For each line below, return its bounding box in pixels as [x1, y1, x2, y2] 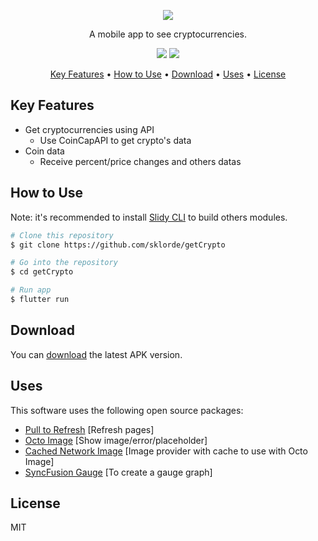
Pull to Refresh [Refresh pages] [24, 423, 155, 435]
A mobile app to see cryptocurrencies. [88, 28, 248, 40]
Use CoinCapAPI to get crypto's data [39, 134, 192, 146]
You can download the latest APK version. [10, 348, 183, 360]
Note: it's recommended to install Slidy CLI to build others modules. [10, 211, 288, 223]
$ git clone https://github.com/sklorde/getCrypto [10, 240, 226, 250]
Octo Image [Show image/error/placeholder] [24, 434, 208, 446]
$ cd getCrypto [10, 267, 74, 277]
